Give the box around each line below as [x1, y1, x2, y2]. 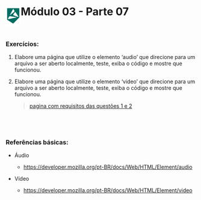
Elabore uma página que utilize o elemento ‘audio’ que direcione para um [14, 54, 196, 61]
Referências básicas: [5, 138, 69, 146]
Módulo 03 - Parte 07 [20, 5, 129, 19]
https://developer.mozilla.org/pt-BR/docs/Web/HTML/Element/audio [23, 163, 193, 170]
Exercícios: [5, 40, 39, 48]
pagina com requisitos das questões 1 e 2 [29, 102, 132, 110]
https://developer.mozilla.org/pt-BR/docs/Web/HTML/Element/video [23, 186, 193, 194]
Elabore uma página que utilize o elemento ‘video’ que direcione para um [14, 78, 196, 86]
